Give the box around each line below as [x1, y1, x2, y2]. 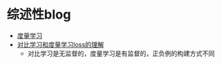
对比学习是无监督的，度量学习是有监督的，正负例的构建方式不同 [27, 49, 215, 58]
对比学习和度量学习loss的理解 [16, 40, 105, 48]
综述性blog [6, 6, 72, 23]
